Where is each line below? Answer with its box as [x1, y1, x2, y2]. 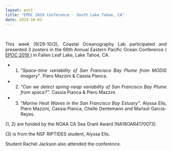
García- [150, 106, 167, 112]
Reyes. [20, 111, 35, 117]
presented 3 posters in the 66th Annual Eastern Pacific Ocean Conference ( [5, 47, 167, 53]
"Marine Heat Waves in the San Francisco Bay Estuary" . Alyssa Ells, [20, 100, 167, 106]
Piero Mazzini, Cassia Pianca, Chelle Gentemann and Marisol [20, 106, 150, 112]
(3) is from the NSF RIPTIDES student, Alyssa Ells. [5, 131, 110, 137]
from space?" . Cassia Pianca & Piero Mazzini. [20, 89, 117, 96]
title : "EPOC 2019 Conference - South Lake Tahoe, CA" [5, 12, 125, 17]
